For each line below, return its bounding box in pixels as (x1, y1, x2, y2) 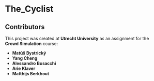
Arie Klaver (12, 65, 35, 71)
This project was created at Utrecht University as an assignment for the (5, 35, 149, 41)
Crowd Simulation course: (5, 41, 58, 47)
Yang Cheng (12, 55, 38, 61)
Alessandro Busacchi (12, 61, 56, 66)
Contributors (5, 23, 45, 31)
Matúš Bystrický (12, 50, 46, 56)
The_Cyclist (5, 3, 54, 15)
